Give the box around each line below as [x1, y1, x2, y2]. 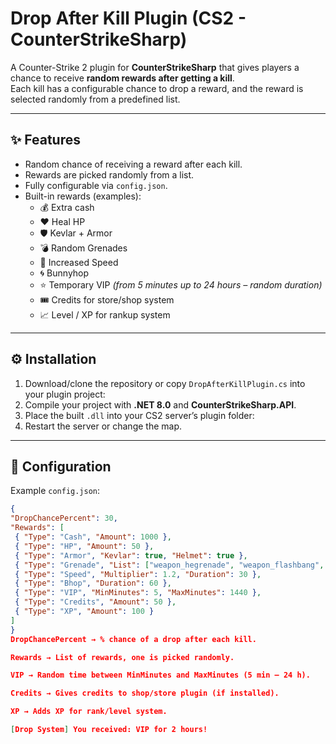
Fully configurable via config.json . [24, 179, 168, 191]
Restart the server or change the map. [24, 420, 183, 432]
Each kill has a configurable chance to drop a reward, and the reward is [10, 82, 304, 94]
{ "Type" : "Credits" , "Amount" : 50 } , [14, 597, 177, 607]
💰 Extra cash [39, 201, 95, 213]
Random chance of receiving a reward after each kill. [24, 158, 243, 170]
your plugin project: [24, 388, 106, 400]
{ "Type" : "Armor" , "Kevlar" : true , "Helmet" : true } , [14, 550, 248, 561]
